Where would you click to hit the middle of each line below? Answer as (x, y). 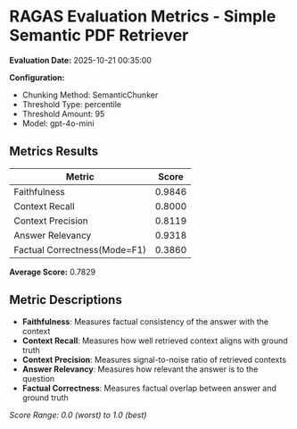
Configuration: (37, 77)
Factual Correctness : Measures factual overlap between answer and (149, 388)
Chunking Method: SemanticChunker (90, 95)
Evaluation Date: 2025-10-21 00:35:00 (80, 60)
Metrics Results (54, 151)
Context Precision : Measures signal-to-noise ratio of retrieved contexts (154, 359)
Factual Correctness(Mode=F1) (80, 249)
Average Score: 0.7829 (53, 272)
